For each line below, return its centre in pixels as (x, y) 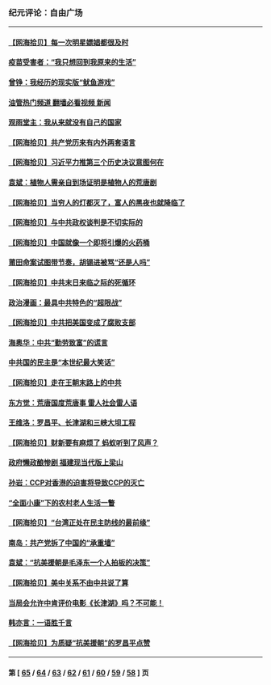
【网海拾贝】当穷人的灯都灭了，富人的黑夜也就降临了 (97, 202)
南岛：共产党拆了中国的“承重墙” (62, 543)
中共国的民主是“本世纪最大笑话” (62, 362)
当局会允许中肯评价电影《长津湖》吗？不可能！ (86, 603)
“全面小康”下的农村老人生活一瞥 (62, 502)
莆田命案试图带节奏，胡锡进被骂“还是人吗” (79, 262)
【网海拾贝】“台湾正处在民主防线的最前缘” (79, 522)
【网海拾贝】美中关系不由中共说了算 (69, 582)
